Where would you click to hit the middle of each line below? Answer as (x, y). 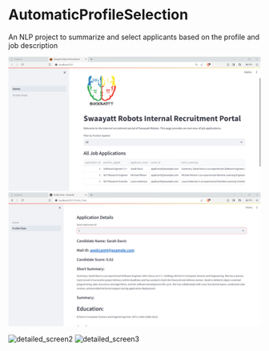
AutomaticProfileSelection (98, 15)
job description (33, 45)
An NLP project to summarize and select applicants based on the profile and (134, 37)
